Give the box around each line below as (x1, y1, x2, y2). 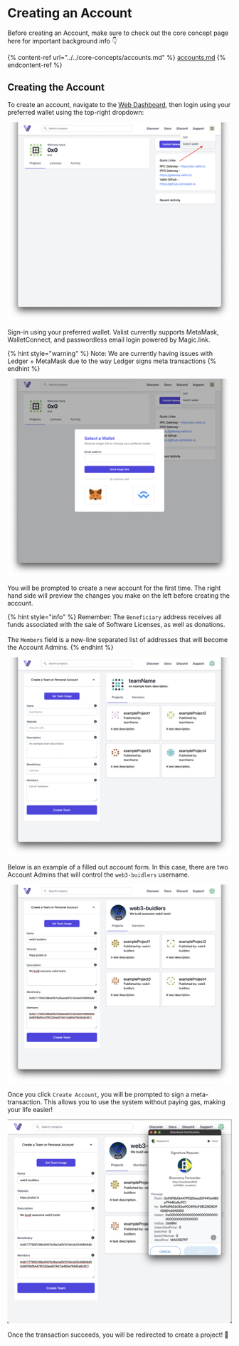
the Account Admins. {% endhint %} (7, 643, 114, 652)
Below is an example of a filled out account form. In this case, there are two (7, 863, 229, 872)
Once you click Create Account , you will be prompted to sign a (7, 1090, 190, 1099)
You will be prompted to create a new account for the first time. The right (7, 583, 221, 593)
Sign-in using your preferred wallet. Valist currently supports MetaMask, (7, 327, 219, 336)
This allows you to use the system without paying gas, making (43, 1098, 225, 1106)
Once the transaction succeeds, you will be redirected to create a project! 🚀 (7, 1330, 229, 1339)
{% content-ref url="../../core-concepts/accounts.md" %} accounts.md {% (7, 53, 226, 61)
